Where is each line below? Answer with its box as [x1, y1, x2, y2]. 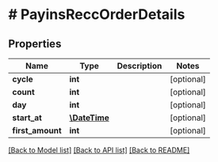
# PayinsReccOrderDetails [8, 6, 185, 24]
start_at [12, 112, 42, 123]
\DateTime [69, 112, 109, 123]
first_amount [12, 125, 62, 136]
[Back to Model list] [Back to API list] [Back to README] [8, 145, 190, 155]
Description [117, 61, 163, 71]
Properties [8, 37, 62, 51]
